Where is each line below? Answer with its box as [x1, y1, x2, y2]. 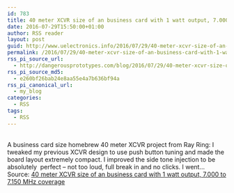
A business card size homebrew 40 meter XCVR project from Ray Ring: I [7, 140, 214, 148]
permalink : [7, 49, 39, 56]
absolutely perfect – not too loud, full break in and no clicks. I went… [7, 162, 205, 171]
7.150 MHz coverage [7, 177, 65, 185]
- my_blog [13, 88, 42, 95]
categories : [7, 95, 42, 102]
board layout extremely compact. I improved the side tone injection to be [7, 155, 216, 164]
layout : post [7, 36, 45, 43]
